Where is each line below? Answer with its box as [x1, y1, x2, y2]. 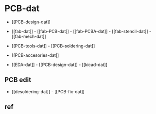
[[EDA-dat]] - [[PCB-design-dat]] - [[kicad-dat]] [11, 62, 108, 67]
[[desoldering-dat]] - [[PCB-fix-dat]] [11, 88, 85, 95]
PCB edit [4, 76, 32, 84]
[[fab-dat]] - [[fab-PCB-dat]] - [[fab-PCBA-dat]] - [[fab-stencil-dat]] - [11, 28, 152, 34]
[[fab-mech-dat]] [11, 33, 47, 39]
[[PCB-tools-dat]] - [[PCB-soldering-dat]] [11, 43, 95, 49]
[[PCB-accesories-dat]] [11, 52, 59, 58]
